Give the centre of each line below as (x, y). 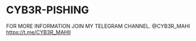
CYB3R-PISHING (48, 10)
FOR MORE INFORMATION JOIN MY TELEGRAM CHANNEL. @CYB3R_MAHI (98, 26)
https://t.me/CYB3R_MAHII (39, 32)
